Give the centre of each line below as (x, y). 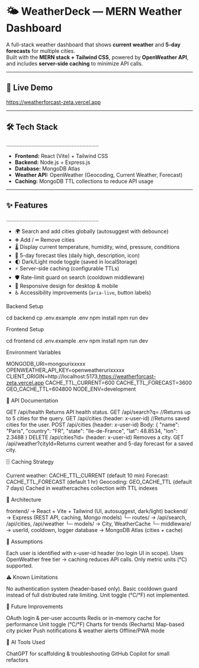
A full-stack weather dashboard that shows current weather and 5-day (93, 45)
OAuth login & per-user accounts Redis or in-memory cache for (84, 618)
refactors (17, 660)
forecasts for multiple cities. (41, 50)
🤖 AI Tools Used (26, 642)
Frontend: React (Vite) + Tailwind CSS (61, 156)
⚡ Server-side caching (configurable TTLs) (67, 268)
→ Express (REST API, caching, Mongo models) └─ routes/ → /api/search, (97, 518)
